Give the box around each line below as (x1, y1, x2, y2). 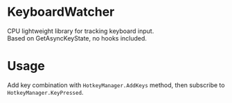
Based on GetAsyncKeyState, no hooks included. (7, 34, 148, 42)
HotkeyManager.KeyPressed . (7, 88, 84, 96)
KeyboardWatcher (7, 4, 115, 20)
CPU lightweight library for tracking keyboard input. (7, 27, 154, 35)
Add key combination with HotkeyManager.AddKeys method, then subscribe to (7, 80, 225, 89)
